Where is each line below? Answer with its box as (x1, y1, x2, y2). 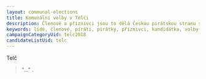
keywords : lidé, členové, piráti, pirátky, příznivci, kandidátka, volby (6, 26, 199, 32)
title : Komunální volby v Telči (6, 15, 89, 21)
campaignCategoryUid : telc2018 (6, 32, 86, 38)
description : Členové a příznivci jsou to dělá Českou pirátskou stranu (6, 20, 196, 26)
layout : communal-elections (6, 9, 78, 15)
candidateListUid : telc (6, 37, 67, 43)
